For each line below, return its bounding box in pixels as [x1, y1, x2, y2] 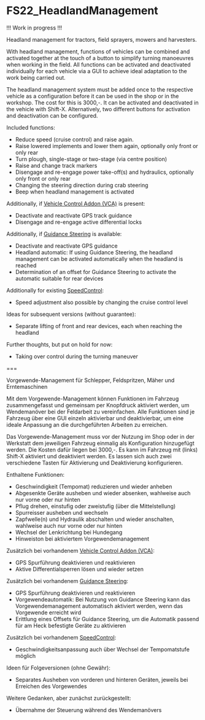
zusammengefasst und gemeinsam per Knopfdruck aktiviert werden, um [6, 401, 190, 409]
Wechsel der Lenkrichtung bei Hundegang [15, 528, 123, 536]
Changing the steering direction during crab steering [15, 181, 149, 189]
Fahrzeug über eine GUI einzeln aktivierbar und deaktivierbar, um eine [6, 414, 184, 421]
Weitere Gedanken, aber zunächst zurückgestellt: [6, 694, 131, 702]
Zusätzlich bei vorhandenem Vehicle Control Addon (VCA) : [6, 547, 155, 554]
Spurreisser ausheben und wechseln [15, 509, 109, 516]
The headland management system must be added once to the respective [6, 85, 193, 93]
